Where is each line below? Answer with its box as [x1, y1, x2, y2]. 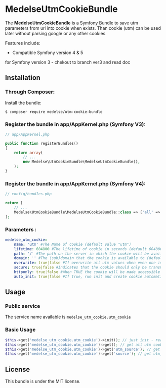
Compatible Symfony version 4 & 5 [12, 50, 83, 55]
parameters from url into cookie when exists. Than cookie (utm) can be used [5, 25, 161, 31]
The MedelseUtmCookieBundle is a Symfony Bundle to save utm [5, 20, 138, 26]
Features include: [5, 40, 41, 46]
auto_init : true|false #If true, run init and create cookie [14, 274, 142, 279]
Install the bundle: [5, 100, 41, 106]
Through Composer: [5, 88, 55, 95]
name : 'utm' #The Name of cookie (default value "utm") [14, 242, 132, 247]
